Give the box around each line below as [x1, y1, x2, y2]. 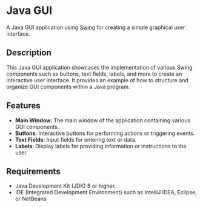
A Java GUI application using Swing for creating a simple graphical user [6, 24, 185, 31]
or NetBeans [15, 195, 47, 203]
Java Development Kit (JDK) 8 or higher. [15, 182, 116, 189]
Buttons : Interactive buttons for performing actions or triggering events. [15, 130, 195, 137]
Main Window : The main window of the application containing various [15, 116, 191, 124]
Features [6, 100, 41, 111]
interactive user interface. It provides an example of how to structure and [6, 76, 189, 84]
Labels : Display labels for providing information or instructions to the [15, 142, 187, 149]
